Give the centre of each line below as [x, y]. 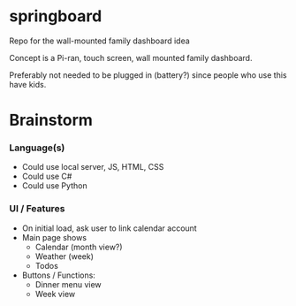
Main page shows [54, 237]
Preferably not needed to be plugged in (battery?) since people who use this [148, 75]
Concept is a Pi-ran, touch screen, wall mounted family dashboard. [131, 57]
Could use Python [54, 186]
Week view [55, 294]
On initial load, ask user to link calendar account [109, 228]
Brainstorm [51, 120]
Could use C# [47, 176]
